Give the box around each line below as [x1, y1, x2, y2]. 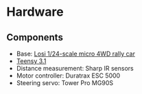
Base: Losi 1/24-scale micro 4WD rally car [16, 49, 135, 58]
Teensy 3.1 [16, 57, 47, 65]
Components [6, 32, 63, 43]
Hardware [6, 4, 64, 20]
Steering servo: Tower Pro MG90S [16, 79, 114, 86]
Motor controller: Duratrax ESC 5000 [16, 71, 121, 80]
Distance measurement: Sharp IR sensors [16, 64, 134, 72]
